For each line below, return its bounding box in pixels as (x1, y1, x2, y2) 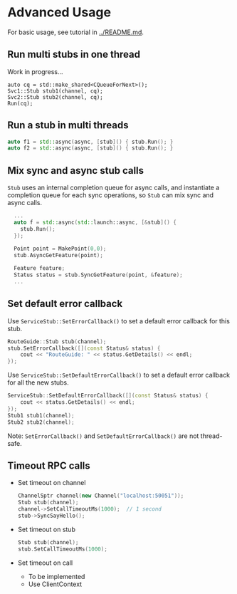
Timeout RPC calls (7, 459, 90, 471)
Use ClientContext (28, 580, 83, 588)
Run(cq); (7, 100, 33, 107)
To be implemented (28, 572, 85, 580)
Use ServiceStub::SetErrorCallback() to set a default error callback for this (7, 316, 230, 325)
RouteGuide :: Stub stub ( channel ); (7, 338, 107, 345)
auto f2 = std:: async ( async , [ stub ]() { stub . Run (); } (7, 145, 174, 152)
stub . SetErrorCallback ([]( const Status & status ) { (7, 345, 161, 352)
